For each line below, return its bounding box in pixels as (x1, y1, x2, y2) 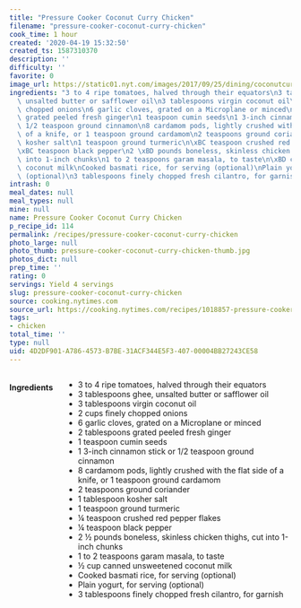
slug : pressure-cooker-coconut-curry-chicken (9, 288, 182, 297)
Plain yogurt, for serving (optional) (77, 579, 204, 590)
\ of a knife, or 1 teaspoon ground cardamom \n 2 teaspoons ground (17, 130, 271, 139)
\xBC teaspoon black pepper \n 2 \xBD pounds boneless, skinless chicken (17, 146, 291, 155)
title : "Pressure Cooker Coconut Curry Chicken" (9, 13, 194, 22)
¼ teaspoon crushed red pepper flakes (77, 512, 221, 523)
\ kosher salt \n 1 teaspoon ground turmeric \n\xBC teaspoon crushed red (17, 138, 291, 147)
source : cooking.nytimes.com (9, 297, 118, 306)
